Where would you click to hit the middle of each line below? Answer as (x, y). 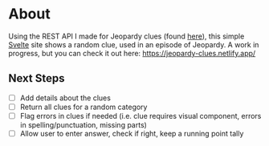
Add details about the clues (65, 98)
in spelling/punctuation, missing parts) (83, 124)
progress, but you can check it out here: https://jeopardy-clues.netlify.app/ (132, 53)
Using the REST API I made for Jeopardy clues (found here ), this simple (126, 36)
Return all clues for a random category (84, 107)
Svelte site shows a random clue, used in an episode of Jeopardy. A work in (134, 44)
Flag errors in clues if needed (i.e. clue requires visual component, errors (141, 116)
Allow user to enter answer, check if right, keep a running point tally (132, 133)
